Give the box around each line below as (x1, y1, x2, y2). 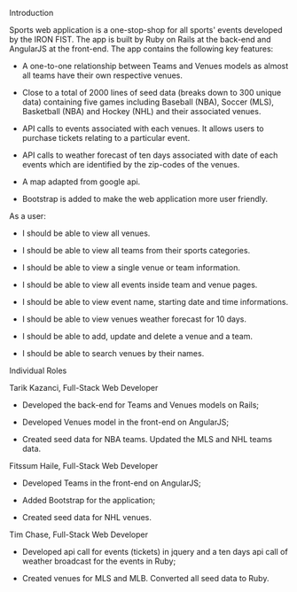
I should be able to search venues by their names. (21, 348, 205, 358)
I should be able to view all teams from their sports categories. (21, 245, 251, 255)
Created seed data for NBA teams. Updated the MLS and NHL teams (21, 434, 273, 444)
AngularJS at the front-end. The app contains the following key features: (9, 43, 274, 54)
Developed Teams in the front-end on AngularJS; (21, 478, 201, 488)
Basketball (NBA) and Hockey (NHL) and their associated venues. (21, 106, 262, 116)
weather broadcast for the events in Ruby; (21, 556, 176, 566)
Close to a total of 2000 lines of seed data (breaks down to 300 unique (21, 88, 282, 97)
